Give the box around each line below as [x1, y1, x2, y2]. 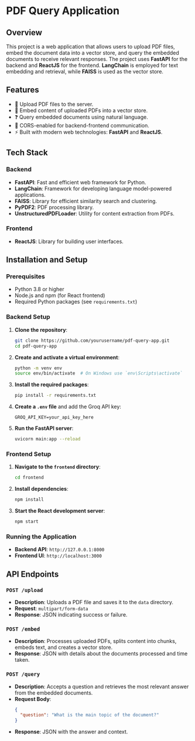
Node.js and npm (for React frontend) [14, 292, 105, 299]
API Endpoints [6, 569, 59, 579]
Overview [6, 28, 43, 38]
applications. [14, 191, 46, 198]
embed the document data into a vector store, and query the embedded [6, 49, 180, 56]
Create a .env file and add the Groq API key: [14, 403, 122, 410]
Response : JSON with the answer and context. [14, 728, 128, 735]
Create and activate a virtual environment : [14, 353, 120, 361]
